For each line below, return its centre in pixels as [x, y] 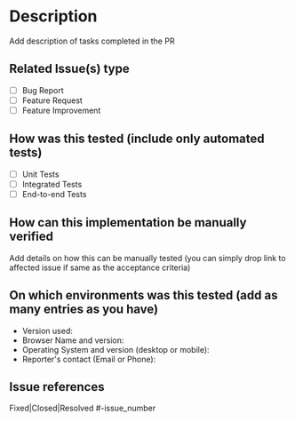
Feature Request [52, 100]
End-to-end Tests [54, 194]
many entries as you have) [84, 310]
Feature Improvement [61, 110]
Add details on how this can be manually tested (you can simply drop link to [147, 258]
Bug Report [43, 90]
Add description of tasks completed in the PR [92, 41]
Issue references [57, 387]
